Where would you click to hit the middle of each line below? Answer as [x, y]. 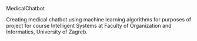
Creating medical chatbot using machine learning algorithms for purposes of [99, 19]
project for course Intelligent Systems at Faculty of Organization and [89, 26]
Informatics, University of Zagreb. [47, 32]
